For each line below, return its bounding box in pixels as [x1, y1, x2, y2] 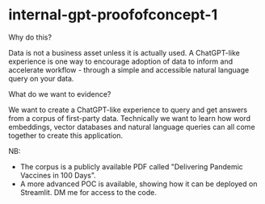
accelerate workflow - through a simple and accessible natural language [8, 65, 250, 74]
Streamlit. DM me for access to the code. [19, 187, 158, 197]
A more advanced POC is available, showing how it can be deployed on [19, 179, 258, 189]
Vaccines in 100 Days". [19, 170, 97, 180]
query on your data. [8, 73, 74, 83]
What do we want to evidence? [8, 89, 111, 98]
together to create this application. [8, 131, 124, 140]
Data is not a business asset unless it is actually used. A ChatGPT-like [8, 48, 240, 57]
